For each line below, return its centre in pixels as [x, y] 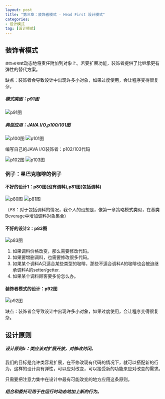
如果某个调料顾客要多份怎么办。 [45, 276]
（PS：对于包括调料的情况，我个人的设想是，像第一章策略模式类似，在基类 [82, 210]
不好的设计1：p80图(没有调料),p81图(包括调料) [53, 187]
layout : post [19, 10]
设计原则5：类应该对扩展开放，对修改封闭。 [50, 349]
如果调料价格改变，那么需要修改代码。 [52, 251]
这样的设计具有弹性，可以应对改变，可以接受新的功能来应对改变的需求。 [88, 368]
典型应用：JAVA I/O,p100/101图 [38, 125]
